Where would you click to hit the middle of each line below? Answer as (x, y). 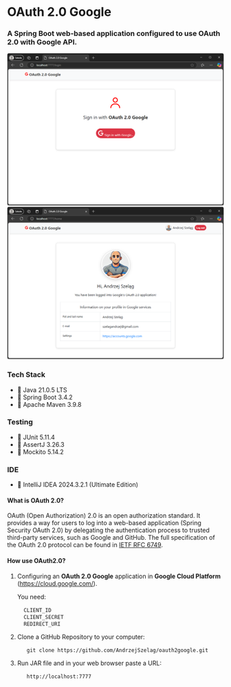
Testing (20, 422)
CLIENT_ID (37, 610)
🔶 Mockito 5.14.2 (40, 452)
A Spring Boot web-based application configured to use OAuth (114, 34)
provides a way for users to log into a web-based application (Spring (104, 523)
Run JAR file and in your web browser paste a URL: (89, 663)
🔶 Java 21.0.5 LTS (42, 390)
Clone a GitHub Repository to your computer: (81, 637)
